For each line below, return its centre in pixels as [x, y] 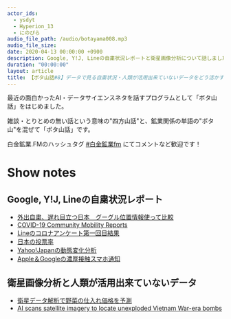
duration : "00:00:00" [38, 65]
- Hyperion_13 [33, 26]
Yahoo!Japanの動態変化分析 [57, 250]
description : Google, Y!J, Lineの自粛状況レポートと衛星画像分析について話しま [112, 58]
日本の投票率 [35, 242]
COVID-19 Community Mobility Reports [72, 225]
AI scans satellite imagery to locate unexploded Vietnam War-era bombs [119, 308]
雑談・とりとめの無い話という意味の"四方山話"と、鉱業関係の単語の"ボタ [111, 121]
